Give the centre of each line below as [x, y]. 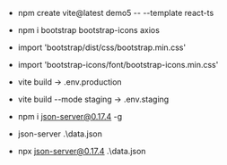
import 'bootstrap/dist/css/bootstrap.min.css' [102, 47]
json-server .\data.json [60, 134]
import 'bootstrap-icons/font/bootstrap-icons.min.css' [118, 65]
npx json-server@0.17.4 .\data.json [82, 151]
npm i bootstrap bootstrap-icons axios [88, 30]
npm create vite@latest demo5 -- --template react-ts [116, 13]
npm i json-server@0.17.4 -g [70, 116]
